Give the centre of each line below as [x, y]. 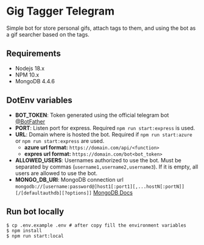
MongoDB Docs [113, 192]
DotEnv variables [40, 101]
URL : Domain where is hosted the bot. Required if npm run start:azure [104, 134]
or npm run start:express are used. [60, 140]
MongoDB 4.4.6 [35, 81]
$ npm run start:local [35, 236]
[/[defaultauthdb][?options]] [54, 193]
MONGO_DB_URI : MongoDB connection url [69, 179]
